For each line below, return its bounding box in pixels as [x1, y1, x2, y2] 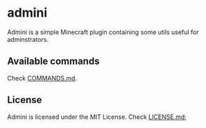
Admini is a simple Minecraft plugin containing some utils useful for [7, 28, 199, 36]
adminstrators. [7, 35, 49, 43]
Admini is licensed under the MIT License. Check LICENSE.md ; [7, 113, 187, 121]
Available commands [7, 56, 100, 67]
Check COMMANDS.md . [7, 74, 78, 82]
